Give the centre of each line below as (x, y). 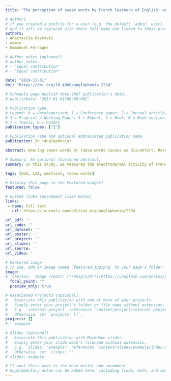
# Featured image (24, 262)
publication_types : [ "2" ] (33, 127)
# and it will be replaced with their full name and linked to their (81, 29)
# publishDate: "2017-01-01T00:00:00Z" (48, 99)
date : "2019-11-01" (26, 80)
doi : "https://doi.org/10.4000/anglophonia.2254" (59, 85)
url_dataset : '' (22, 230)
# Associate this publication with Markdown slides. (65, 338)
